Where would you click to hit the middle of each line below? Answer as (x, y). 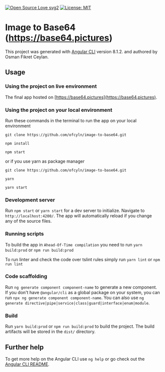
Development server (30, 200)
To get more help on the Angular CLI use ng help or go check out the (75, 359)
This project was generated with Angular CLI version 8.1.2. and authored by (81, 51)
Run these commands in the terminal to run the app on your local (71, 120)
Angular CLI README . (27, 364)
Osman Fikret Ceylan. (27, 57)
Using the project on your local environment (59, 110)
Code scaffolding (26, 276)
